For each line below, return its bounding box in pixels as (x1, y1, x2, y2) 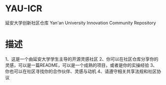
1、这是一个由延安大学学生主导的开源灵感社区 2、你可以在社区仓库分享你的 (5, 56, 159, 62)
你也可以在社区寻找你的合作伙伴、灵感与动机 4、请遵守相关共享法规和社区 (5, 68, 157, 74)
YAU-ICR (5, 3, 43, 14)
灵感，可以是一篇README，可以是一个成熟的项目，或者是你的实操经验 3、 (5, 62, 158, 68)
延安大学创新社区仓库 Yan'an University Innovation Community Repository (5, 20, 156, 26)
